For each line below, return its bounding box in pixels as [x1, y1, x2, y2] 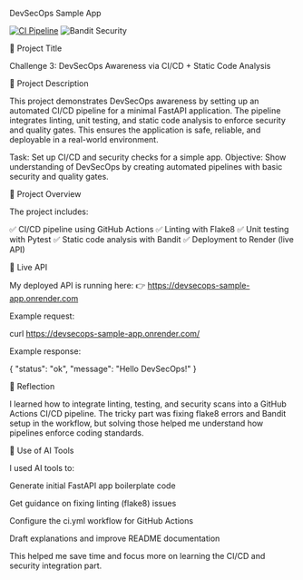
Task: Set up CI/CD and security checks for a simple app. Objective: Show [9, 152, 287, 162]
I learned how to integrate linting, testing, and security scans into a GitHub [9, 398, 288, 409]
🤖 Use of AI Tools [9, 445, 74, 456]
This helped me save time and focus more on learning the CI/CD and [9, 551, 266, 561]
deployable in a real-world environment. [9, 134, 159, 144]
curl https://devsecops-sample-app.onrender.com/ [9, 329, 200, 339]
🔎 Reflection [9, 381, 55, 391]
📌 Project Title [9, 43, 63, 54]
